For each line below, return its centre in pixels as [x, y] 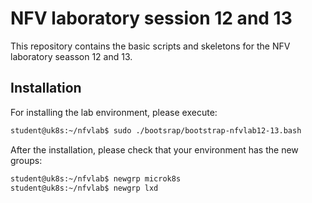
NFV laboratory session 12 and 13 [151, 18]
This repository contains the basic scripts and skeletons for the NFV [150, 46]
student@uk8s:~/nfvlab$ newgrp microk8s [96, 178]
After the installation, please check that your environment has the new [154, 149]
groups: [26, 160]
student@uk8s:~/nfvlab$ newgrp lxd [84, 188]
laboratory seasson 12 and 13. [71, 56]
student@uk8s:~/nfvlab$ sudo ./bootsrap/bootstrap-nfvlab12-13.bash [156, 130]
